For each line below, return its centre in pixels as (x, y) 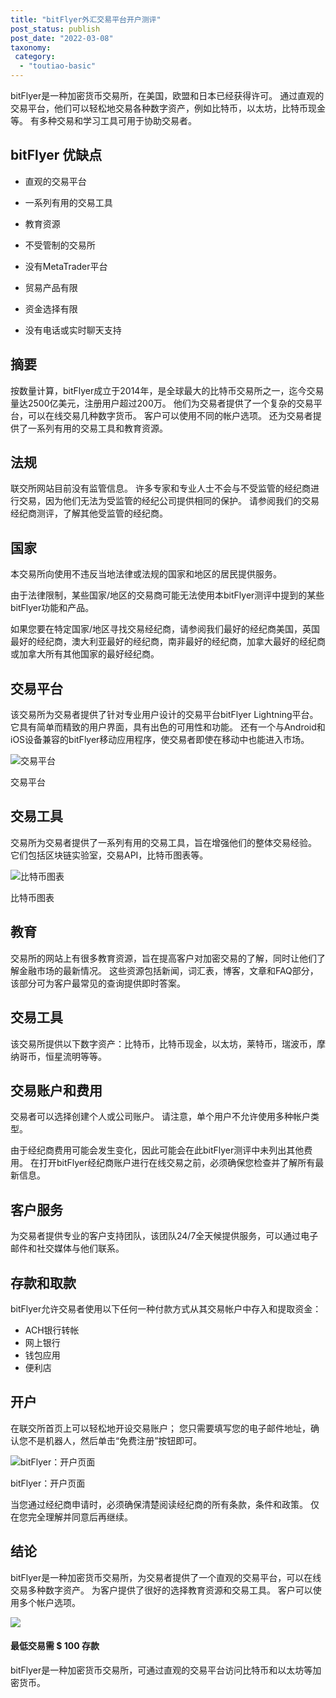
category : (35, 57)
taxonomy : (31, 47)
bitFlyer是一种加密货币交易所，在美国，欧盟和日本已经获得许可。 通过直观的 (167, 95)
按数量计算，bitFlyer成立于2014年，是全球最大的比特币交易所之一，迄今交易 (167, 390)
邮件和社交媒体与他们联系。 (67, 1248)
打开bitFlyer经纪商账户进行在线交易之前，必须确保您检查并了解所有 (177, 1163)
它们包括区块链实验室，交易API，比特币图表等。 (109, 855)
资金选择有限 (51, 308)
